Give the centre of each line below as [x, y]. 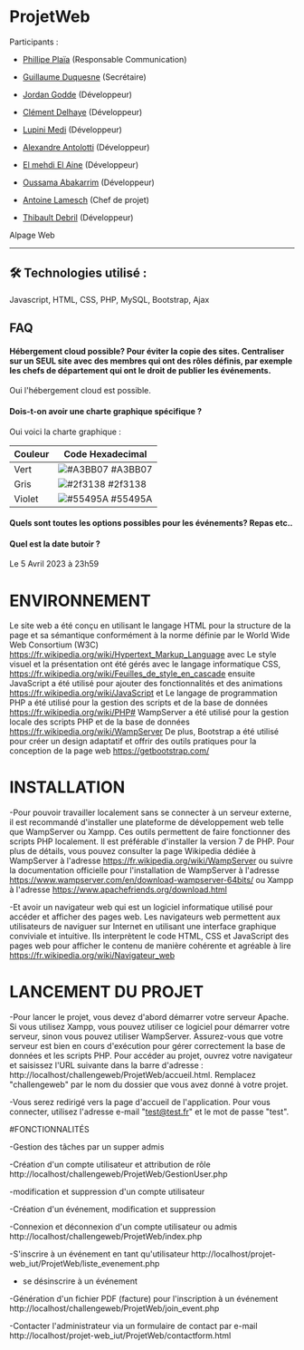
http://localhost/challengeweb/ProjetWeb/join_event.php [114, 1308]
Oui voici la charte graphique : [66, 432]
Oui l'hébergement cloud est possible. [81, 391]
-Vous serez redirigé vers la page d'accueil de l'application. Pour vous [140, 1102]
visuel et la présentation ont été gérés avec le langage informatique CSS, [145, 665]
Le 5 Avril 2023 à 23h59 [54, 564]
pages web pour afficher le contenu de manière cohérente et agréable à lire [150, 946]
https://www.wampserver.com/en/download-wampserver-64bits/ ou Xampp [152, 880]
